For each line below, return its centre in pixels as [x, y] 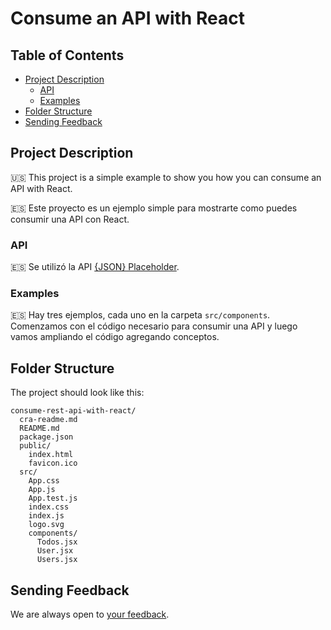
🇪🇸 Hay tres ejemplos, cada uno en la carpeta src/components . [140, 315]
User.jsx [55, 551]
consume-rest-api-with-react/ [73, 411]
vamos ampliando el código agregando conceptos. [115, 337]
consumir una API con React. [70, 219]
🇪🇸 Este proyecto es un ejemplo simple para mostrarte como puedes [154, 208]
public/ [35, 446]
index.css [49, 507]
